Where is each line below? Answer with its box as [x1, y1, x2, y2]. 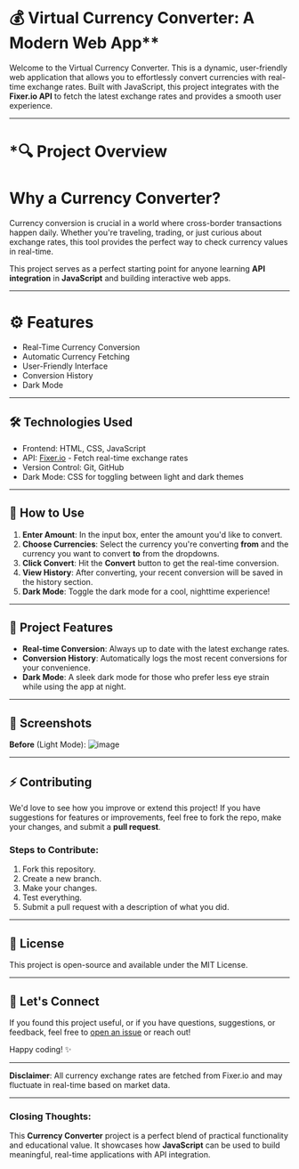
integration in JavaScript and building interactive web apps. [9, 273, 231, 284]
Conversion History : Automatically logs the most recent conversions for [21, 653, 287, 664]
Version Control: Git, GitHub [21, 461, 125, 473]
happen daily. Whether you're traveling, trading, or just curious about [9, 227, 263, 238]
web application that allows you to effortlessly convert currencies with [9, 71, 267, 82]
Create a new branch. [21, 873, 102, 884]
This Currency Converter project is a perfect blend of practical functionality [9, 1131, 289, 1141]
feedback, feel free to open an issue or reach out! [9, 1027, 191, 1037]
